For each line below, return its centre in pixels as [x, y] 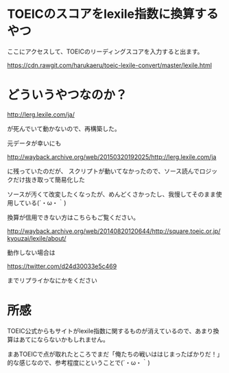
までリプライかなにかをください [52, 280]
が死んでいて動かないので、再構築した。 [64, 128]
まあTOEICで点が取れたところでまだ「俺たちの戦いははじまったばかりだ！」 [115, 354]
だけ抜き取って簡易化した [49, 180]
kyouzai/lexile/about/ [37, 238]
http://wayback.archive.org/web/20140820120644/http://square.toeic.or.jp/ [114, 231]
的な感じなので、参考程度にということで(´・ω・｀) [79, 362]
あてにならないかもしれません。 [64, 339]
